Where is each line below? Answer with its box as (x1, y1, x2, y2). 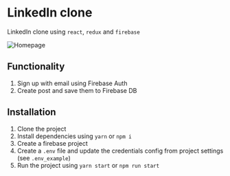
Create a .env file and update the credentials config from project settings (16, 146, 224, 155)
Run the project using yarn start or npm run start (16, 161, 160, 169)
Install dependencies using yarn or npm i (16, 132, 132, 140)
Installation (7, 107, 56, 118)
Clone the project (16, 124, 67, 133)
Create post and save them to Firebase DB (16, 86, 137, 94)
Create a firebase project (16, 139, 88, 147)
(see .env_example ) (16, 153, 71, 162)
